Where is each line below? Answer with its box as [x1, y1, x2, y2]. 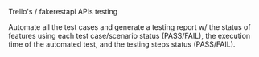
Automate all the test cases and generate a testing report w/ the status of [8, 22, 251, 31]
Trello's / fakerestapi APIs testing [8, 7, 118, 16]
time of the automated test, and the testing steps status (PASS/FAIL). [8, 39, 236, 49]
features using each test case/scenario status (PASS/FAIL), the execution [8, 31, 251, 40]
